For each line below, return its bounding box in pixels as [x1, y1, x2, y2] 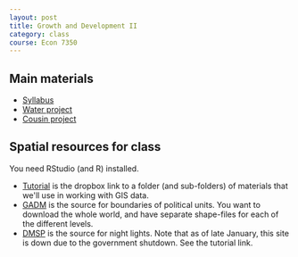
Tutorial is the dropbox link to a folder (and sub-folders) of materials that [21, 180, 288, 191]
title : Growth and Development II [9, 21, 138, 30]
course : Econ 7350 [9, 37, 78, 47]
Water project [21, 104, 73, 115]
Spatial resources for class [9, 139, 161, 154]
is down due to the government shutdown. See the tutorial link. [21, 237, 253, 248]
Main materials [9, 70, 94, 86]
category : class [9, 29, 70, 38]
